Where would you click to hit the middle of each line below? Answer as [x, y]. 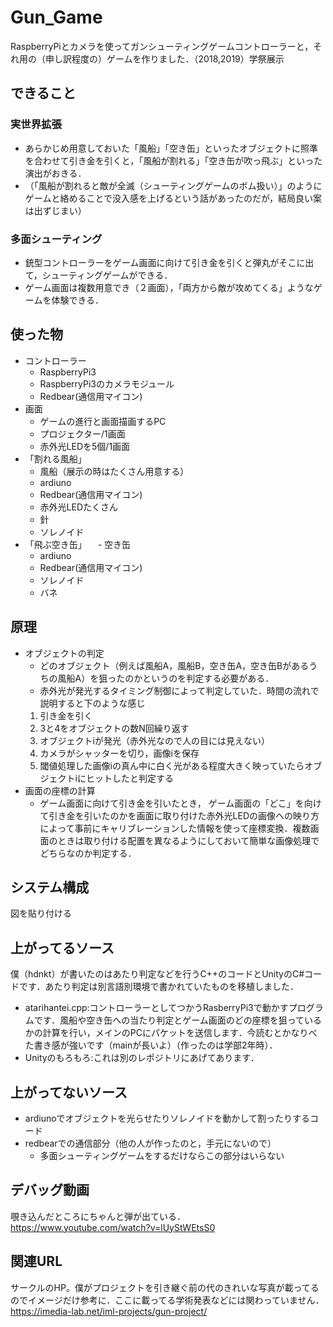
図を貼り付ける [41, 913]
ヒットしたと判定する [129, 778]
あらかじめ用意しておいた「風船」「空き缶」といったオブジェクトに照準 [171, 148]
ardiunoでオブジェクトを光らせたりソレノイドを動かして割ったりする [167, 1118]
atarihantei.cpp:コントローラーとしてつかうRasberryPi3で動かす [156, 1008]
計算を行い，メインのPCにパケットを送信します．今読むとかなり [175, 1033]
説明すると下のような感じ [92, 703]
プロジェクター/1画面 [82, 433]
